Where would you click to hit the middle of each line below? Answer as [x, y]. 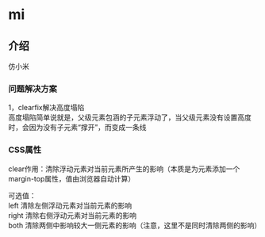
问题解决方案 [33, 89]
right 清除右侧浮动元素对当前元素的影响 [73, 215]
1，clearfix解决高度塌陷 [46, 108]
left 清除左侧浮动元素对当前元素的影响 [70, 205]
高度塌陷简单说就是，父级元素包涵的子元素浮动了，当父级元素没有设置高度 [130, 117]
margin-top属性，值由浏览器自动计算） [72, 178]
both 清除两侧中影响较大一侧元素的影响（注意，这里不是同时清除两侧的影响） [135, 225]
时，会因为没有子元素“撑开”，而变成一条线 [77, 128]
